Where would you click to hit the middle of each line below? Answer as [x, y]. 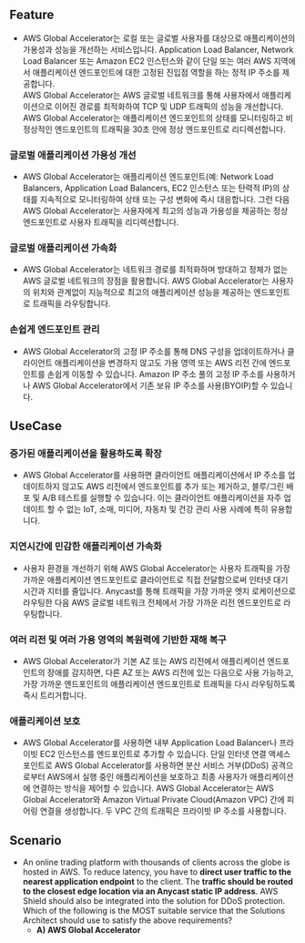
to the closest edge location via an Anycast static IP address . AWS [150, 891]
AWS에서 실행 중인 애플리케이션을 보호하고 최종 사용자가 [147, 777]
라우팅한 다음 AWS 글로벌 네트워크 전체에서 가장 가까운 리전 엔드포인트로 [152, 602]
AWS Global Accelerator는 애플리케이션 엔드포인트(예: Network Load [148, 177]
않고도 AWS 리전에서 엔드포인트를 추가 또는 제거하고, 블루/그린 [173, 487]
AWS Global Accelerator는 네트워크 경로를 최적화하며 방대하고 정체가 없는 [155, 270]
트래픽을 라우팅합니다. [71, 303]
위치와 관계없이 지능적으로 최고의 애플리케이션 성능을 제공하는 [142, 292]
